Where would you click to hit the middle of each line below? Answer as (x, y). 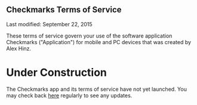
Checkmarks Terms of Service (64, 10)
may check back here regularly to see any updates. (69, 95)
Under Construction (57, 72)
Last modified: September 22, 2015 (49, 24)
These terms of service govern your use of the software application (89, 36)
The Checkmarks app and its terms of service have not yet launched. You (96, 89)
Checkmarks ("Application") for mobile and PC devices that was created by (99, 42)
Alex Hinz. (19, 48)
